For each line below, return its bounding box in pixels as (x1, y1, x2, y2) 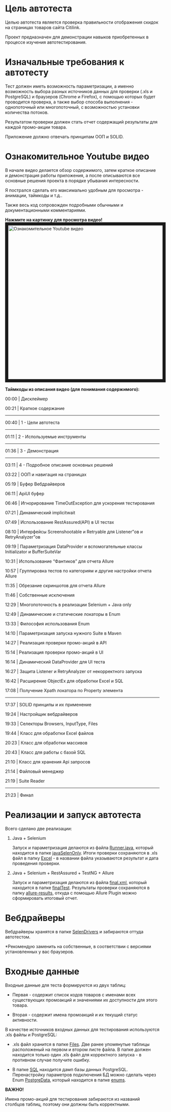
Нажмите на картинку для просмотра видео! (5, 217, 103, 222)
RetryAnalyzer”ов (5, 534, 41, 540)
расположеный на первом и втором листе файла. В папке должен (12, 1047, 151, 1052)
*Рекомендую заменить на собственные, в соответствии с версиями (5, 943, 151, 949)
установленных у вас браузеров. (5, 949, 74, 954)
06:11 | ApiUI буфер (5, 490, 45, 496)
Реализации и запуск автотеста (5, 809, 141, 820)
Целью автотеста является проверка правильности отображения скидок (5, 19, 158, 25)
